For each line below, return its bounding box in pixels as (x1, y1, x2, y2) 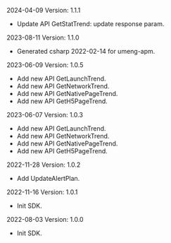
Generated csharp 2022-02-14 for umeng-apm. (16, 47, 156, 55)
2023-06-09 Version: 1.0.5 (6, 61, 84, 69)
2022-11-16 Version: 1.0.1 (6, 188, 78, 196)
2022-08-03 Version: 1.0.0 (6, 215, 84, 223)
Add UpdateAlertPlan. (16, 174, 80, 182)
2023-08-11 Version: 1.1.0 (6, 33, 80, 42)
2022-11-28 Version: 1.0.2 (6, 160, 81, 169)
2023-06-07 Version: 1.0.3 (6, 111, 84, 119)
